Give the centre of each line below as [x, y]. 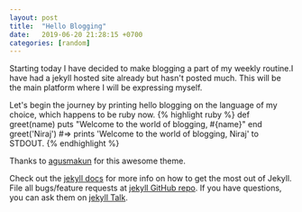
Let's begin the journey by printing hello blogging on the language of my [143, 106]
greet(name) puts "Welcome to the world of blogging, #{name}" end [136, 124]
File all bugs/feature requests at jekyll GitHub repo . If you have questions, [146, 188]
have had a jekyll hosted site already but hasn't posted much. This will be [145, 78]
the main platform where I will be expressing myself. [106, 88]
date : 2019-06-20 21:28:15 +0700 [76, 34]
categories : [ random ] [50, 43]
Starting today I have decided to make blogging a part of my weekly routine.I [151, 69]
